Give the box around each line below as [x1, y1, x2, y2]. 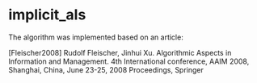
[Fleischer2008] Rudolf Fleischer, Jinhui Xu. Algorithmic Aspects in [8, 48, 232, 57]
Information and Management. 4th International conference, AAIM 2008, [8, 56, 250, 66]
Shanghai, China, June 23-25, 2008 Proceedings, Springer [8, 64, 204, 74]
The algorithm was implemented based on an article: [8, 32, 183, 42]
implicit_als [8, 6, 86, 24]
